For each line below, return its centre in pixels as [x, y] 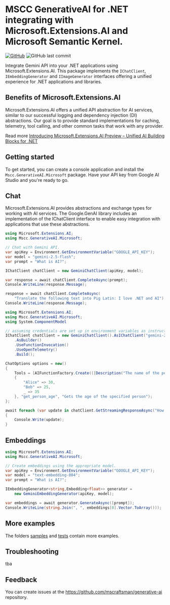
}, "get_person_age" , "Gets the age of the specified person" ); [83, 396]
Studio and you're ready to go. [37, 180]
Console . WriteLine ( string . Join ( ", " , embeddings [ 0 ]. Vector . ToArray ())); [83, 508]
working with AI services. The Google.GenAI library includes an [71, 213]
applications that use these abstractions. [48, 224]
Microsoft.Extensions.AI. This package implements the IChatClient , [76, 71]
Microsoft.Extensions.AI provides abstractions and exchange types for [78, 208]
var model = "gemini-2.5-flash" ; [40, 257]
